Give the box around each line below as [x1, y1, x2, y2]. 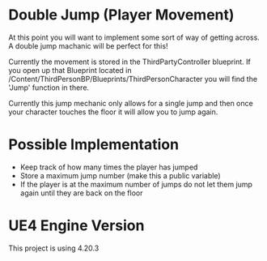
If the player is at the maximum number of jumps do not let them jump [19, 179, 253, 189]
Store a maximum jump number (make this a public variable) [19, 170, 221, 180]
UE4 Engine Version [8, 216, 145, 235]
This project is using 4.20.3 [8, 243, 100, 253]
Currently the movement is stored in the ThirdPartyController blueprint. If [8, 57, 251, 66]
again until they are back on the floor [19, 188, 143, 198]
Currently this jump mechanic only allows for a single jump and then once [8, 98, 253, 108]
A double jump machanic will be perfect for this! [8, 41, 168, 50]
